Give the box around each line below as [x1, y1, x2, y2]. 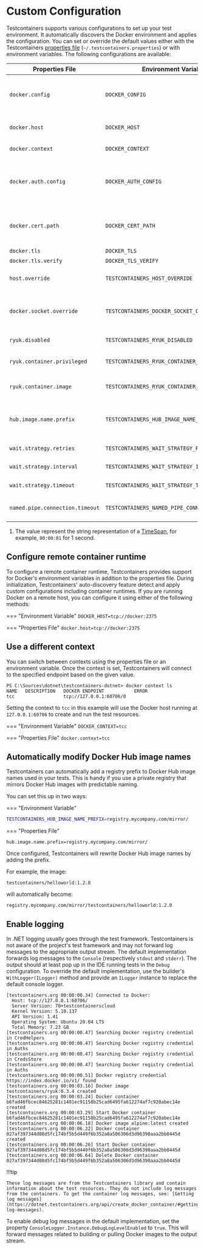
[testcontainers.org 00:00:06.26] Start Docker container [6, 1142, 156, 1148]
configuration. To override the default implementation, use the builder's [6, 968, 185, 975]
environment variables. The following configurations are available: [6, 50, 171, 57]
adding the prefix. [6, 856, 51, 864]
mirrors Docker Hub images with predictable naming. [6, 781, 138, 788]
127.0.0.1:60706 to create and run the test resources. [6, 710, 140, 718]
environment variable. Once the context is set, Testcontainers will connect [6, 664, 192, 671]
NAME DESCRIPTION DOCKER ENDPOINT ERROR [6, 688, 148, 694]
